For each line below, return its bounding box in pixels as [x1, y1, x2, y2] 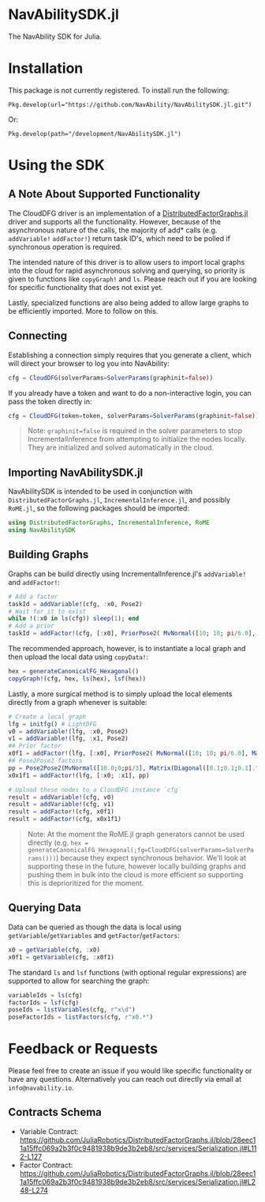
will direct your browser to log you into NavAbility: [8, 358, 170, 368]
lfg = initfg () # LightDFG [8, 720, 97, 728]
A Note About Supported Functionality [8, 187, 201, 201]
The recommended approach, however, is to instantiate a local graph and [8, 644, 246, 654]
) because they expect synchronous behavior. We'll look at [56, 853, 247, 863]
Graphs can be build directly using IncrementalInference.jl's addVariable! [8, 569, 247, 578]
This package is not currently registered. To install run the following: [8, 85, 230, 95]
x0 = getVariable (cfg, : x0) [8, 946, 101, 954]
